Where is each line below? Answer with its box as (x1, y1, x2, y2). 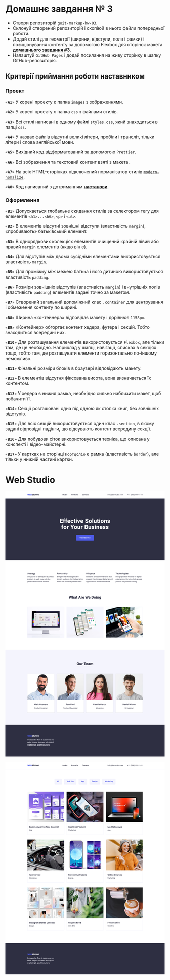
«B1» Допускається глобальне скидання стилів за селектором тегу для (5, 208, 159, 214)
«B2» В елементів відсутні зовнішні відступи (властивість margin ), (5, 223, 146, 229)
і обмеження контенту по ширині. (5, 304, 78, 310)
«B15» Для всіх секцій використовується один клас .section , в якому (5, 420, 154, 426)
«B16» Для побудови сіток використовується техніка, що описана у (5, 436, 150, 442)
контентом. (5, 380, 30, 386)
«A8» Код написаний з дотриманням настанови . (5, 183, 109, 190)
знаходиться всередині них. (5, 329, 66, 335)
